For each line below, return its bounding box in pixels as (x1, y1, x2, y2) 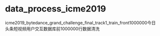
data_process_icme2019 (5, 3, 106, 14)
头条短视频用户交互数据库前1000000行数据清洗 (5, 25, 100, 32)
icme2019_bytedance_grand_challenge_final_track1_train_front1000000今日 (5, 20, 156, 25)
